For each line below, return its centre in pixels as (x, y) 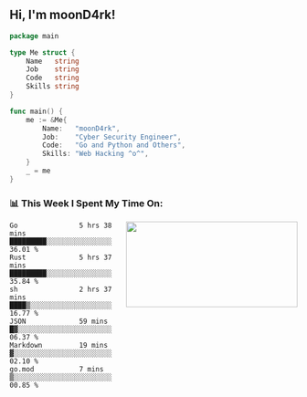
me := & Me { (47, 120)
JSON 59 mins (58, 322)
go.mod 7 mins (57, 370)
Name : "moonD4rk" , (81, 128)
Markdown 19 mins (58, 346)
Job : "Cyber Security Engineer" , (112, 137)
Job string (53, 69)
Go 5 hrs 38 (61, 226)
